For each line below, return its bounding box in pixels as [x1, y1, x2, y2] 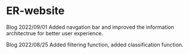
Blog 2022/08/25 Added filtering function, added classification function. [6, 41, 184, 48]
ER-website [6, 4, 65, 18]
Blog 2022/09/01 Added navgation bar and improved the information [6, 23, 175, 31]
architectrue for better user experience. [6, 29, 103, 36]
